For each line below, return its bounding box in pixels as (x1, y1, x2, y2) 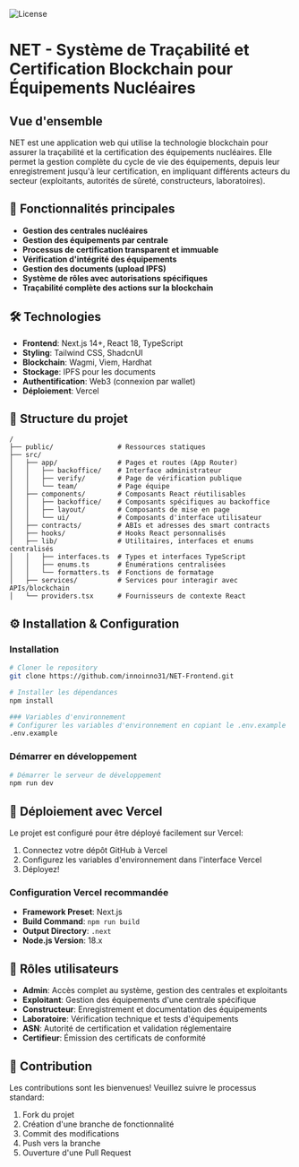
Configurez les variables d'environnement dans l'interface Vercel (21, 854, 262, 865)
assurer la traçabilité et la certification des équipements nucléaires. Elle (9, 147, 273, 157)
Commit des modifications (21, 1128, 120, 1139)
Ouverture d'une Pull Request (21, 1147, 132, 1158)
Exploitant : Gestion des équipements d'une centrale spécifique (21, 995, 257, 1006)
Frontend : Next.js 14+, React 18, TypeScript (21, 337, 184, 349)
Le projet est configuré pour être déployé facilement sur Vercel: (9, 827, 243, 838)
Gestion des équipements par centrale (21, 234, 168, 246)
